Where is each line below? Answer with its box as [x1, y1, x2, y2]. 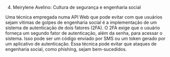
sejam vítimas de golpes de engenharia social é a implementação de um [5, 20, 157, 25]
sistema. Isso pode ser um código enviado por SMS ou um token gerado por [5, 35, 166, 41]
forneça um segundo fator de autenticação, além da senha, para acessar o [5, 30, 162, 36]
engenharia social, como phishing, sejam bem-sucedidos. [5, 46, 127, 52]
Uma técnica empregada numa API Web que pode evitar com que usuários [5, 14, 162, 20]
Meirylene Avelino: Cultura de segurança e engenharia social [12, 5, 141, 10]
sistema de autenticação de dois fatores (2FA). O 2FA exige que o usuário [5, 25, 160, 31]
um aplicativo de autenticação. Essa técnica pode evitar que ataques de [5, 41, 157, 47]
